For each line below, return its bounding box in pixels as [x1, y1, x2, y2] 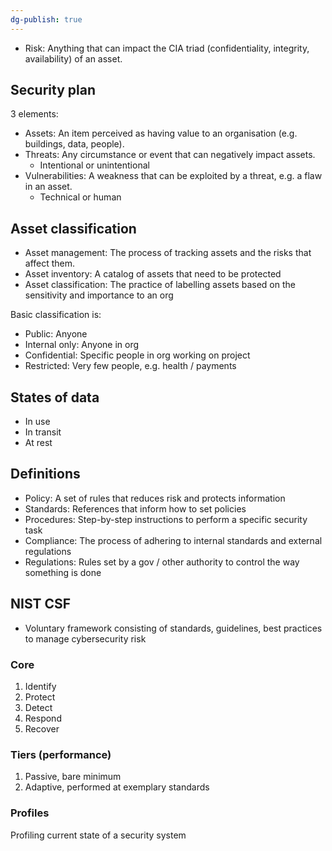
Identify [24, 680, 57, 692]
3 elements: [10, 108, 59, 120]
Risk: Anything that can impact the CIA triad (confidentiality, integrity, [24, 42, 310, 54]
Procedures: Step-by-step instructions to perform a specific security [24, 513, 308, 525]
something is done [24, 566, 102, 578]
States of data [10, 389, 100, 406]
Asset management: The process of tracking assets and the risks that [24, 247, 312, 259]
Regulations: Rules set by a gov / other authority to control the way [24, 556, 300, 568]
